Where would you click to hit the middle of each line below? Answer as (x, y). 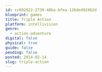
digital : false (21, 39)
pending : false (21, 52)
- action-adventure (31, 33)
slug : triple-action (27, 62)
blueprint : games (24, 15)
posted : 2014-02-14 (26, 57)
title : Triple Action (28, 19)
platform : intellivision (32, 24)
